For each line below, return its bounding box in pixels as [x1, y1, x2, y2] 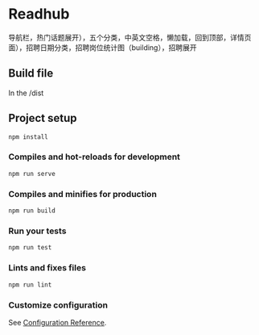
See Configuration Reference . [8, 318, 107, 328]
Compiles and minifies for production [8, 188, 157, 199]
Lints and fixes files [8, 262, 87, 274]
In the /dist [8, 88, 44, 98]
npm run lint [8, 280, 52, 289]
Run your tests [8, 225, 67, 237]
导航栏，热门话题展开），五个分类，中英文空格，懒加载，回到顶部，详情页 [8, 32, 252, 42]
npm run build [8, 207, 56, 215]
